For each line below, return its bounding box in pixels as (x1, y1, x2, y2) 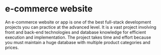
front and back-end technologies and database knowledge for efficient (5, 29, 146, 35)
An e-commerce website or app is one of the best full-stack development (5, 19, 151, 25)
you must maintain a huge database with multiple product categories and (5, 39, 151, 45)
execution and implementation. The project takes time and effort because (5, 34, 151, 40)
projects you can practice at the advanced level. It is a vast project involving (5, 24, 157, 30)
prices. (5, 44, 19, 50)
